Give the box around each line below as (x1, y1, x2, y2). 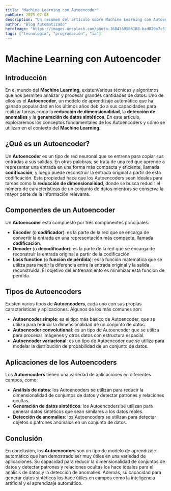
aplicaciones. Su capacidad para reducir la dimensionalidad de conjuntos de (5, 458, 165, 464)
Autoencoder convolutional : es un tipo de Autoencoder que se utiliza (12, 327, 159, 333)
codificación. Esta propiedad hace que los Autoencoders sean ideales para (5, 174, 163, 181)
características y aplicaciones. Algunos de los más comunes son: (5, 306, 142, 313)
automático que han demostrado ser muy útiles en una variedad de (5, 453, 146, 459)
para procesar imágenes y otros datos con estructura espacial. (12, 332, 145, 339)
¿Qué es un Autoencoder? (5, 140, 90, 148)
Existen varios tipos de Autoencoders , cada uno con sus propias (5, 301, 142, 307)
